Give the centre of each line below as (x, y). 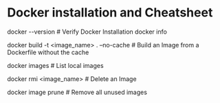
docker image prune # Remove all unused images (77, 92)
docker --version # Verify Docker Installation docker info (87, 32)
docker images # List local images (56, 65)
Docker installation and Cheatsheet (110, 13)
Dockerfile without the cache (48, 52)
